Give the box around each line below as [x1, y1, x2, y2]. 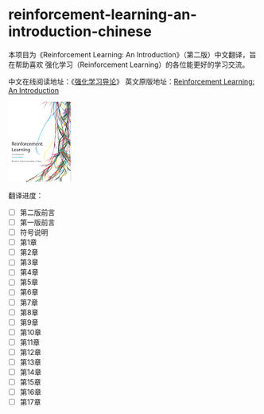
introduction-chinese [8, 22, 153, 41]
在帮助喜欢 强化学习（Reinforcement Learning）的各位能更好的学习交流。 [8, 60, 250, 69]
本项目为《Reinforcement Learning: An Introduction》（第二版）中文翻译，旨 [8, 49, 257, 59]
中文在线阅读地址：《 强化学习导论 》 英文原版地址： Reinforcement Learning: [8, 76, 255, 86]
